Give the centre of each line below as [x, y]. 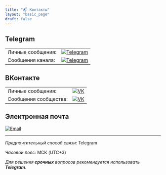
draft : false [19, 19]
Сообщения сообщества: [38, 99]
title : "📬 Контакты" [27, 10]
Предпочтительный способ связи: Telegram [51, 143]
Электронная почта [37, 117]
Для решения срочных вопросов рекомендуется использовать [72, 162]
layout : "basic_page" [27, 14]
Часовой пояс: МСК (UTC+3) [36, 152]
